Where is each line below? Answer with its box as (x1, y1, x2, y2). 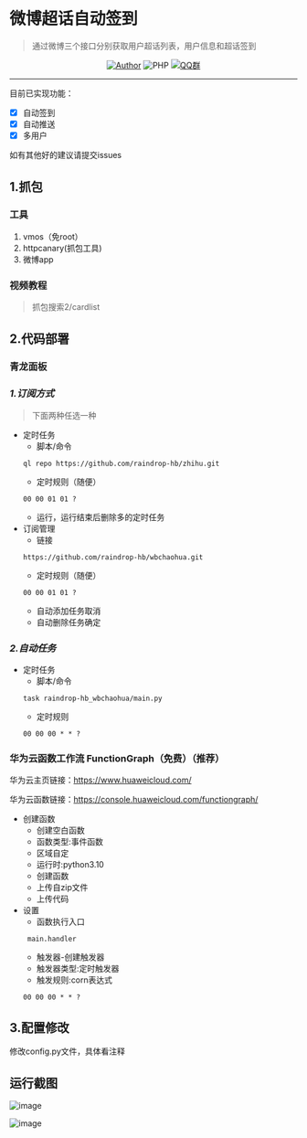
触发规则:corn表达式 (36, 974, 112, 985)
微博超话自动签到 (9, 8, 139, 29)
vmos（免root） (22, 230, 84, 242)
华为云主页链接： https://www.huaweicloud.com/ (9, 774, 192, 786)
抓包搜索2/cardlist (31, 302, 101, 313)
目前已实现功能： (9, 88, 74, 99)
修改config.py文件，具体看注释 (9, 1046, 126, 1057)
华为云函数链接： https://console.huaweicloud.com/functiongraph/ (9, 794, 259, 805)
